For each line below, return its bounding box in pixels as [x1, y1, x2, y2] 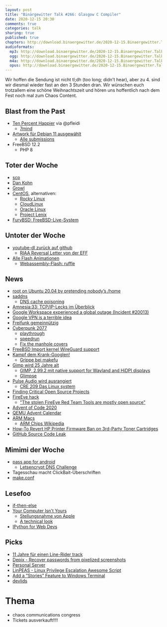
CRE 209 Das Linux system [19, 384, 76, 390]
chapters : [5, 40, 26, 45]
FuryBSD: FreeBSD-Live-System [12, 216, 79, 222]
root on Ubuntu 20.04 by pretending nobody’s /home [12, 288, 121, 294]
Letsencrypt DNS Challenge [19, 464, 77, 470]
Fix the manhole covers [19, 341, 68, 347]
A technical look [19, 518, 53, 524]
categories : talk [5, 26, 41, 31]
